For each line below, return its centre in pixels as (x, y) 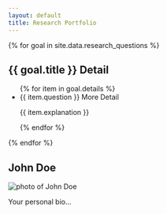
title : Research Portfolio (52, 23)
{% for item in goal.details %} (67, 89)
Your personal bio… (40, 202)
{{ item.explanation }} (54, 113)
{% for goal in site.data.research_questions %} (84, 45)
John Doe (32, 167)
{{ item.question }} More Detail (69, 97)
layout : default (35, 15)
